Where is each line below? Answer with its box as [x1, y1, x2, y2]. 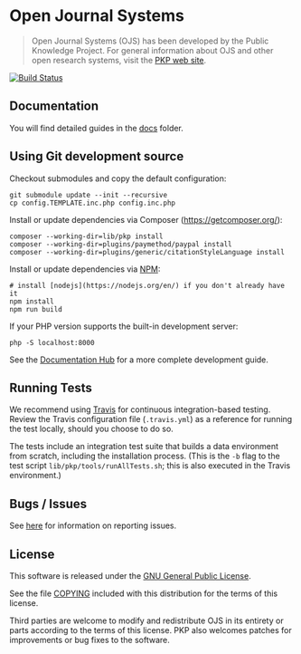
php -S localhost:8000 [9, 338, 95, 347]
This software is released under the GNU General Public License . [9, 571, 251, 581]
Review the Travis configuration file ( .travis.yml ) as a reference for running [9, 414, 293, 425]
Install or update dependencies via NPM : [9, 264, 161, 274]
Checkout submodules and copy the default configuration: [9, 173, 227, 184]
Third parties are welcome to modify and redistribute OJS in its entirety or [9, 615, 284, 626]
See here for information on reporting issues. [9, 520, 177, 531]
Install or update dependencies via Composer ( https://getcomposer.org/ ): [9, 214, 283, 225]
